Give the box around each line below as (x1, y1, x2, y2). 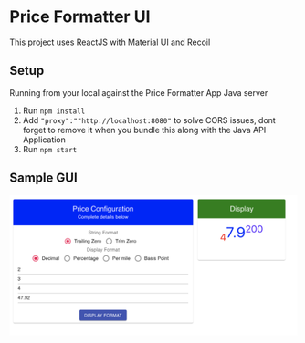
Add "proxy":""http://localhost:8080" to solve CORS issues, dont (22, 114, 276, 125)
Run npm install (22, 105, 86, 116)
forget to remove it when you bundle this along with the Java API (22, 124, 267, 135)
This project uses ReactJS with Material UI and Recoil (9, 36, 211, 47)
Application (22, 134, 67, 145)
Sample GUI (9, 171, 78, 186)
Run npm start (22, 143, 78, 154)
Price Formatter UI (9, 6, 151, 27)
